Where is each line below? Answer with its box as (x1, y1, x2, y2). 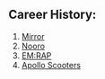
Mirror (21, 31, 46, 41)
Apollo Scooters (21, 59, 82, 70)
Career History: (8, 7, 97, 22)
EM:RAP (21, 49, 52, 61)
